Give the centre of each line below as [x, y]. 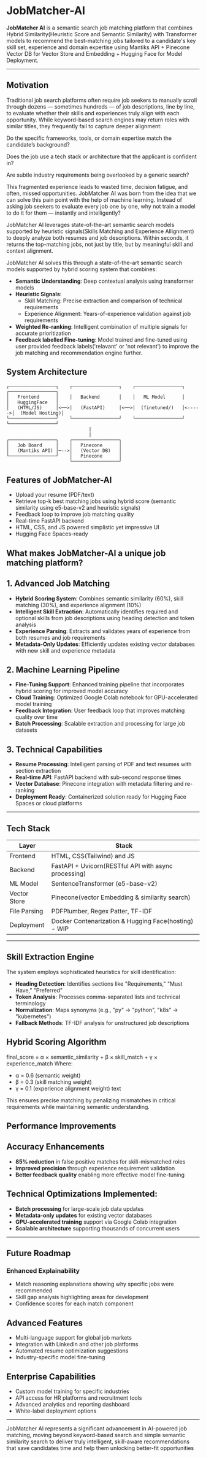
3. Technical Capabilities [55, 749]
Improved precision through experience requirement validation [95, 1168]
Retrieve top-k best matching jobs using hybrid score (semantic [96, 501]
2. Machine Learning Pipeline [63, 670]
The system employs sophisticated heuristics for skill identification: [91, 972]
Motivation [28, 86]
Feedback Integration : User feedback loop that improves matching [100, 711]
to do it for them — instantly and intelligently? [63, 213]
